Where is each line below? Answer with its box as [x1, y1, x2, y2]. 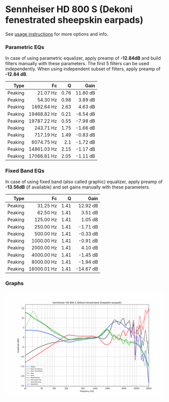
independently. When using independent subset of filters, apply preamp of [5, 66, 161, 72]
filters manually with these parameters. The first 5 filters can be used [5, 61, 149, 67]
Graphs [5, 280, 24, 287]
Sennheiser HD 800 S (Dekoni [5, 4, 133, 15]
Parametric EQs [5, 43, 45, 51]
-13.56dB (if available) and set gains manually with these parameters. [5, 184, 150, 190]
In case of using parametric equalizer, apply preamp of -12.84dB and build [5, 55, 161, 61]
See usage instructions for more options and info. [5, 31, 109, 37]
